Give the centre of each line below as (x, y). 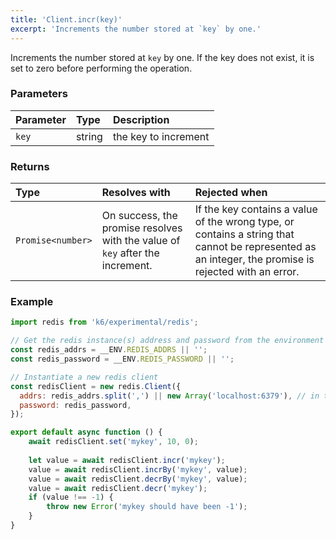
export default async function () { (86, 432)
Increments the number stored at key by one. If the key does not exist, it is (162, 57)
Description (141, 119)
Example (32, 302)
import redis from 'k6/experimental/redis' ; (104, 322)
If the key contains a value (256, 209)
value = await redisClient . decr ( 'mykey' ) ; (118, 488)
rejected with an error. (247, 272)
